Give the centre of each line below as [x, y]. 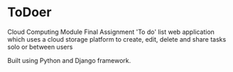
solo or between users [40, 47]
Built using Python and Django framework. [69, 60]
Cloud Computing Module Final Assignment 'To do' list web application [111, 32]
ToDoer [29, 12]
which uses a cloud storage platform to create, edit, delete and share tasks [117, 39]
